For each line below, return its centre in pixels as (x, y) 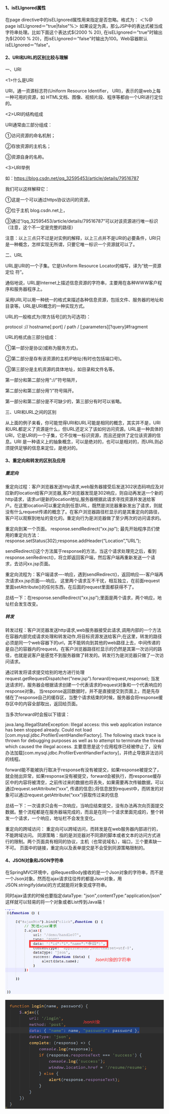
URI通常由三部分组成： (29, 125)
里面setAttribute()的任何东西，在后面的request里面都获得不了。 (71, 587)
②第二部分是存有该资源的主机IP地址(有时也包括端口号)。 (65, 359)
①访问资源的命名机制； (30, 135)
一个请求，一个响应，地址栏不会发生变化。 (54, 818)
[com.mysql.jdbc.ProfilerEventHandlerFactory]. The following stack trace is (83, 735)
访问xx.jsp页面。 (35, 563)
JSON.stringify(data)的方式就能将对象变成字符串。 (57, 885)
